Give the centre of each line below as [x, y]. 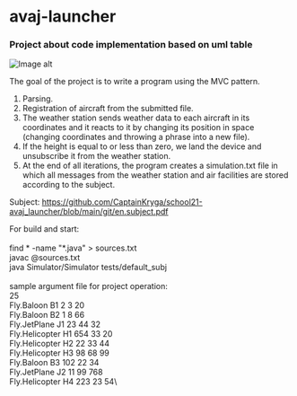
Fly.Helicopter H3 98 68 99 [60, 353]
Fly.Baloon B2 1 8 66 [47, 315]
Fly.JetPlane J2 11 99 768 [56, 372]
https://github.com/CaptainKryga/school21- [122, 202]
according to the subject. [68, 185]
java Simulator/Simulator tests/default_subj [88, 268]
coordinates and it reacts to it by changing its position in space [138, 128]
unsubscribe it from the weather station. [96, 156]
